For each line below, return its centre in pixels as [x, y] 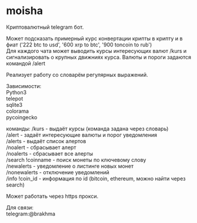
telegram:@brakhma [31, 214]
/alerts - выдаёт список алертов [46, 141]
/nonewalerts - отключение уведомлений [58, 172]
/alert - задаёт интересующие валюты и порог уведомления [82, 135]
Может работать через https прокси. [52, 196]
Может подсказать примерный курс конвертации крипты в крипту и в [94, 38]
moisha [24, 11]
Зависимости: [24, 86]
